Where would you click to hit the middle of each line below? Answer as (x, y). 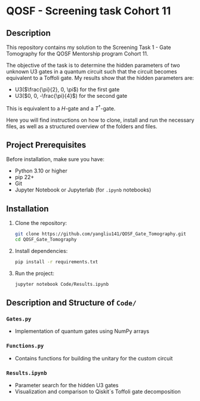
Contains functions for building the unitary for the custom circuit (94, 358)
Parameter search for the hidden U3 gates (67, 385)
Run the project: (35, 273)
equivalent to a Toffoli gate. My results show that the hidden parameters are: (100, 78)
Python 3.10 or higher (41, 171)
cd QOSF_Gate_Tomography (46, 240)
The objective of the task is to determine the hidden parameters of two (93, 65)
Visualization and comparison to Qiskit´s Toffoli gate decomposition (98, 391)
